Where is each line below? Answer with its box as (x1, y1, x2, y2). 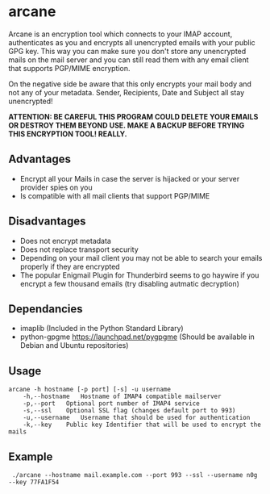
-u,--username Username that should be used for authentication (23, 414, 251, 422)
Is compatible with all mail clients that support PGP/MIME (19, 190, 210, 200)
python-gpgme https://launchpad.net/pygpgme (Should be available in (19, 332, 255, 341)
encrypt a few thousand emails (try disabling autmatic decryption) (19, 278, 240, 288)
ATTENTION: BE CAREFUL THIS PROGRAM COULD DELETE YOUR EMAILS (8, 111, 259, 121)
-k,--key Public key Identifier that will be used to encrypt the (23, 421, 262, 429)
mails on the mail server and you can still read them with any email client (8, 55, 249, 65)
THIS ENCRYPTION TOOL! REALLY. (8, 128, 127, 139)
